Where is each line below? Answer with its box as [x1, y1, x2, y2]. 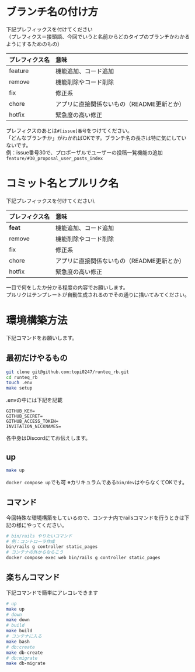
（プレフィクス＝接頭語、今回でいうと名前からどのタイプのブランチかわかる [6, 33, 190, 40]
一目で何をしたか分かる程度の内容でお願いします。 [6, 284, 128, 291]
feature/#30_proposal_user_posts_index [6, 156, 103, 161]
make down [6, 617, 30, 623]
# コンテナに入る [6, 633, 42, 639]
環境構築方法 [6, 314, 68, 328]
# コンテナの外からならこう [6, 549, 64, 556]
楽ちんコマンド [6, 573, 60, 583]
